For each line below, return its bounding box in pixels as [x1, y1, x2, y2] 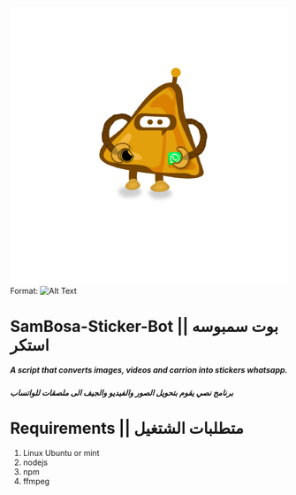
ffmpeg [22, 476, 50, 486]
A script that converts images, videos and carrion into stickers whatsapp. [10, 365, 288, 375]
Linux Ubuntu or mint [22, 447, 100, 458]
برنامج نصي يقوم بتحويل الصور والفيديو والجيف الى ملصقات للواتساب [10, 387, 233, 398]
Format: [10, 285, 39, 296]
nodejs [22, 457, 48, 468]
